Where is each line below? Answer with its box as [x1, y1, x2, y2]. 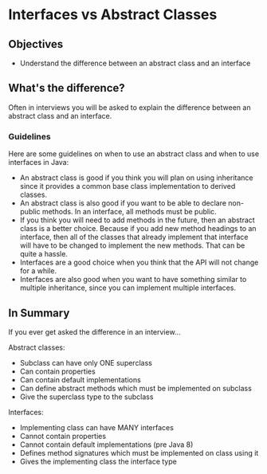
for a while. [19, 266, 57, 276]
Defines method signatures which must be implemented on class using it [19, 448, 259, 457]
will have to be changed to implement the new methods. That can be [19, 241, 245, 250]
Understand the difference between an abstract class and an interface [19, 58, 251, 68]
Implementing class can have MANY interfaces [19, 422, 174, 432]
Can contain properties [19, 366, 96, 376]
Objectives [8, 37, 64, 51]
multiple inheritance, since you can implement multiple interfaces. [19, 283, 237, 292]
